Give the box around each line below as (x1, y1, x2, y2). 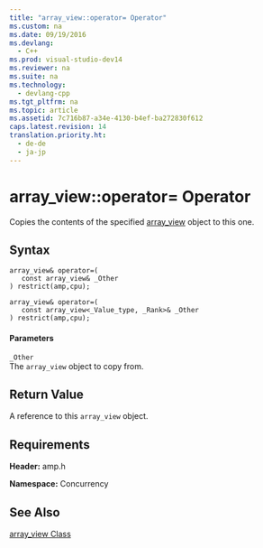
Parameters (9, 332, 54, 343)
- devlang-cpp (17, 88, 70, 98)
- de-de (17, 139, 47, 148)
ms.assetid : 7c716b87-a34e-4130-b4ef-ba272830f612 (9, 114, 204, 123)
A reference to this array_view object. (9, 411, 149, 422)
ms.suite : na (9, 72, 59, 81)
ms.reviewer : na (9, 64, 70, 73)
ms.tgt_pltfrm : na (9, 97, 78, 107)
